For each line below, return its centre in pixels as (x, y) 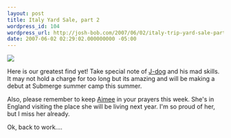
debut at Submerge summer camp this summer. (75, 86)
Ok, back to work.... (35, 127)
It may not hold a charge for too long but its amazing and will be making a (111, 79)
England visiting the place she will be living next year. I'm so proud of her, (111, 106)
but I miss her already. (38, 114)
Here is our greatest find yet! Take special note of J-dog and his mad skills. (113, 71)
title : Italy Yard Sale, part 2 (53, 20)
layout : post (26, 13)
